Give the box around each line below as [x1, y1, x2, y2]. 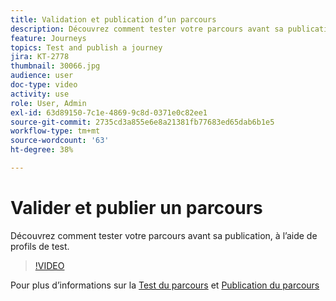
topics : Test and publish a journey [10, 42, 163, 53]
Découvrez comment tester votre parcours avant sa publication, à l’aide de [10, 229, 318, 241]
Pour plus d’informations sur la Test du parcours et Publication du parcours [10, 279, 320, 291]
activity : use [10, 89, 70, 99]
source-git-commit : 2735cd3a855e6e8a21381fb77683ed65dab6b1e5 [10, 117, 275, 127]
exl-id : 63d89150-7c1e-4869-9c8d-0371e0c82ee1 [10, 107, 208, 118]
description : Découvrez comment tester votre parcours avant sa [10, 24, 284, 34]
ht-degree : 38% [10, 145, 74, 155]
